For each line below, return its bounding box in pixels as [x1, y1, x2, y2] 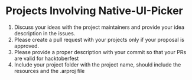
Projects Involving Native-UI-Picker [5, 4, 184, 18]
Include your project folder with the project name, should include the [14, 61, 181, 68]
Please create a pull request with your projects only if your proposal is [14, 36, 184, 43]
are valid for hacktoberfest [14, 55, 79, 62]
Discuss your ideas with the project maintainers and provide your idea [14, 24, 184, 31]
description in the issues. [14, 29, 76, 36]
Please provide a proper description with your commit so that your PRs [14, 48, 187, 55]
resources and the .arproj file [14, 67, 85, 74]
